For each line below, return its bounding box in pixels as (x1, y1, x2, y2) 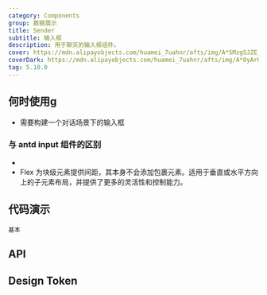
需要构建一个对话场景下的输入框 (19, 117, 125, 127)
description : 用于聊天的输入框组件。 (8, 41, 120, 49)
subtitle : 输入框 (8, 33, 62, 42)
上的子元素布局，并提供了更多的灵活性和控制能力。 (19, 177, 188, 187)
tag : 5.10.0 (8, 64, 48, 72)
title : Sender (8, 26, 56, 34)
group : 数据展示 (8, 19, 57, 27)
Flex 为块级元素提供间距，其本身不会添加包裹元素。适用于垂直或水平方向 (19, 167, 258, 177)
